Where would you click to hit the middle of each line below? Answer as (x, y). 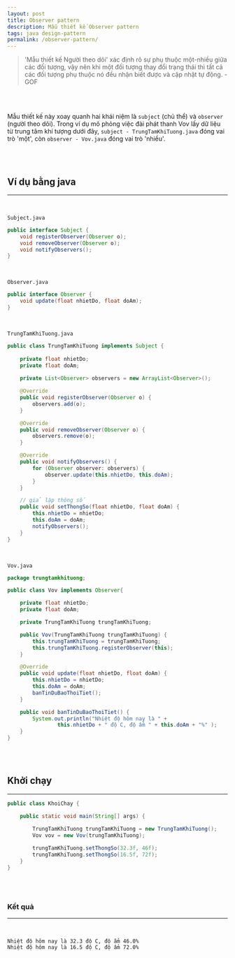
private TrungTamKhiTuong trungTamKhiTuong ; (86, 622)
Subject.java (26, 217)
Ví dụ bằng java (42, 181)
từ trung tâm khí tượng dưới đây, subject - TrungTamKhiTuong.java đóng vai (116, 131)
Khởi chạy (30, 781)
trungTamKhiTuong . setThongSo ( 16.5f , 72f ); (95, 855)
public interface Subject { (48, 230)
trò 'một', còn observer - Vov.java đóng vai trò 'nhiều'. (86, 139)
